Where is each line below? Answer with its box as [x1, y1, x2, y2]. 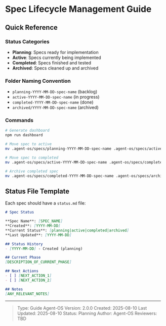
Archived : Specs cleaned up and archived [12, 65, 99, 71]
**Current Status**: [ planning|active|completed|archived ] [5, 228, 129, 233]
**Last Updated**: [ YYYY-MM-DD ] [5, 232, 72, 237]
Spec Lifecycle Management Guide [5, 3, 152, 15]
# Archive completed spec [5, 168, 58, 174]
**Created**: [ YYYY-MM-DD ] [5, 223, 61, 228]
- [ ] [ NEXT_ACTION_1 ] [5, 273, 52, 278]
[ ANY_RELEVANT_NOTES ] [5, 291, 50, 296]
